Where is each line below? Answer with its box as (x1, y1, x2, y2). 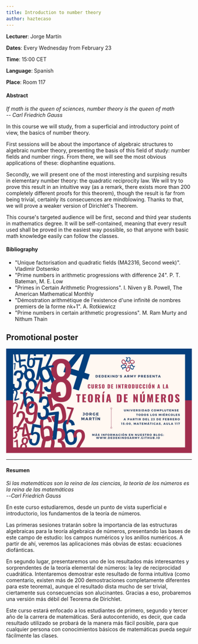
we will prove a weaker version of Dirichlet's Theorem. (6, 202, 138, 209)
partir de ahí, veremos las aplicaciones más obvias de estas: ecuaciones (6, 540, 182, 547)
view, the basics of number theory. (6, 129, 90, 136)
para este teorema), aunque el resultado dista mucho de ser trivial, (6, 583, 168, 590)
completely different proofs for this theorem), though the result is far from (6, 189, 185, 197)
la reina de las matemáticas (6, 486, 74, 493)
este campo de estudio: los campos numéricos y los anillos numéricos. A (6, 534, 183, 541)
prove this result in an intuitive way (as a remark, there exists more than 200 (6, 183, 190, 190)
